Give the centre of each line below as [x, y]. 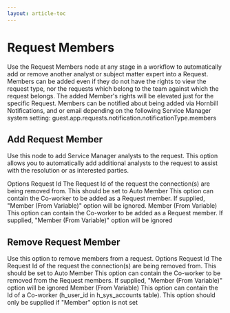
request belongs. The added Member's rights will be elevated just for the [111, 96]
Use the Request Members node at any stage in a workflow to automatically [115, 67]
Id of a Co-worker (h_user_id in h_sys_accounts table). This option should [111, 295]
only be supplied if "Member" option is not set [73, 303]
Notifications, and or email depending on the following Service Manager [109, 110]
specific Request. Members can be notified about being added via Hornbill [113, 103]
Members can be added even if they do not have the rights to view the [107, 81]
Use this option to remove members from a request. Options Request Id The [115, 259]
